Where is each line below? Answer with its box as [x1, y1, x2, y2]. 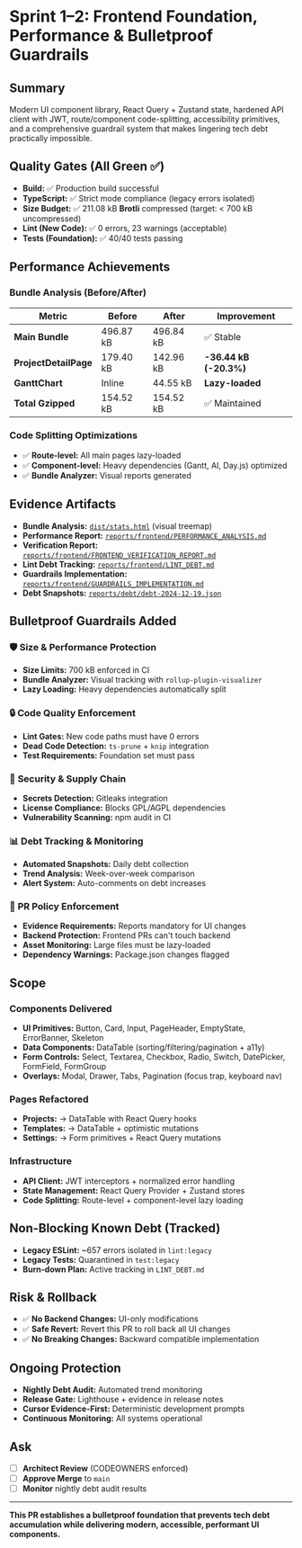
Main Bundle [13, 330, 69, 343]
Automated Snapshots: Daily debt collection [22, 859, 189, 870]
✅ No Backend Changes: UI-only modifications [22, 1313, 200, 1324]
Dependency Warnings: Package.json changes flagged [22, 949, 230, 960]
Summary [9, 80, 66, 95]
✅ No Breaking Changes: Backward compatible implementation [22, 1334, 260, 1345]
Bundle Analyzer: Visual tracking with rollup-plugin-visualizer [22, 675, 262, 685]
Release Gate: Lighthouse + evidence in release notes [22, 1394, 224, 1405]
